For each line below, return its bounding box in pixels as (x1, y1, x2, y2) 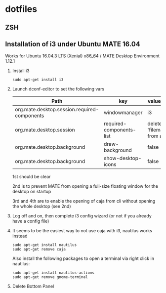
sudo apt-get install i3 (12, 78, 64, 83)
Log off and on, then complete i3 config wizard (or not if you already (12, 213, 152, 219)
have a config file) (12, 218, 49, 224)
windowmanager (103, 109, 143, 116)
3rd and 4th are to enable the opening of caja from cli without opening (12, 198, 156, 204)
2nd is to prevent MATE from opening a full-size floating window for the (12, 183, 158, 189)
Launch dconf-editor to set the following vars (12, 86, 105, 92)
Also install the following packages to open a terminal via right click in (12, 255, 155, 261)
